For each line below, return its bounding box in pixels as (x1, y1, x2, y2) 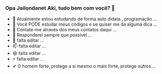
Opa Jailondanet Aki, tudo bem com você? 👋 (5, 5, 115, 12)
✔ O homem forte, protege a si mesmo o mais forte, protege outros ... (12, 63, 156, 69)
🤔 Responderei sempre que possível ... (12, 32, 92, 38)
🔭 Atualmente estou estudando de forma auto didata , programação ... (12, 16, 157, 22)
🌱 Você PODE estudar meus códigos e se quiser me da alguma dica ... (12, 21, 157, 27)
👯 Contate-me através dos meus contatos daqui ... (12, 27, 117, 33)
